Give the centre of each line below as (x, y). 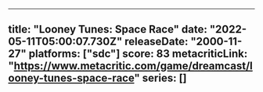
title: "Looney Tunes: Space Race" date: (108, 29)
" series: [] (160, 78)
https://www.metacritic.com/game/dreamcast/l (133, 66)
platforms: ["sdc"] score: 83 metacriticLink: (138, 54)
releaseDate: (156, 42)
